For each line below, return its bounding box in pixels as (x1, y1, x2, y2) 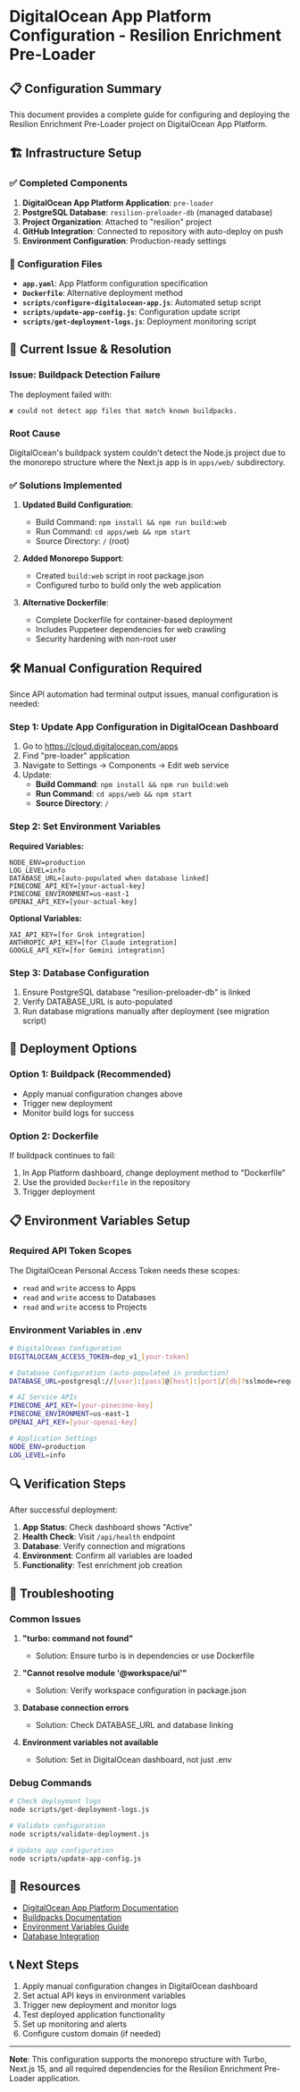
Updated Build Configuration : (21, 499, 134, 511)
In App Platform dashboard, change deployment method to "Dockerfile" (21, 1167, 286, 1178)
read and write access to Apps (21, 1282, 137, 1293)
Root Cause (9, 427, 61, 439)
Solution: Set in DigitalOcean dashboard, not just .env (35, 1755, 232, 1766)
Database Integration (21, 1931, 100, 1942)
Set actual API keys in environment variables (21, 1990, 186, 2001)
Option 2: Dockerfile (9, 1130, 99, 1142)
